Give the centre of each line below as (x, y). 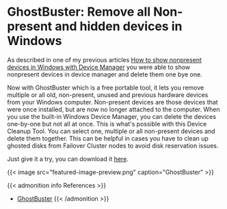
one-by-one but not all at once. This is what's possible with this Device (107, 124)
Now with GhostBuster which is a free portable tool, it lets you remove (106, 87)
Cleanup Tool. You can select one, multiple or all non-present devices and (111, 131)
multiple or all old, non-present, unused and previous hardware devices (108, 95)
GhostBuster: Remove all (79, 12)
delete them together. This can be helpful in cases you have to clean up (108, 138)
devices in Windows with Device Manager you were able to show (99, 67)
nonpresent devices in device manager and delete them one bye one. (105, 74)
